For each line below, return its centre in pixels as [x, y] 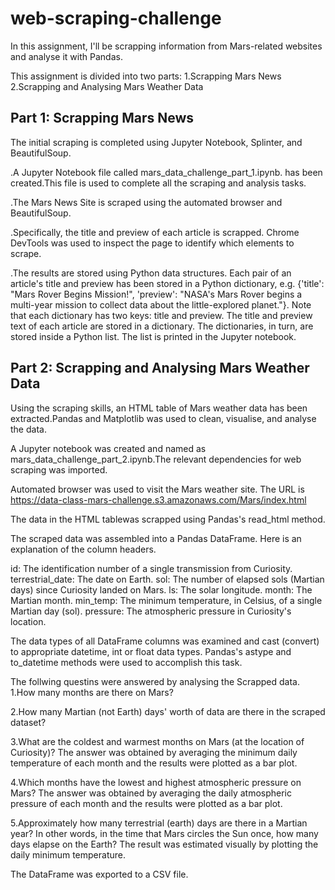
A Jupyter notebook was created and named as [108, 448]
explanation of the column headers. [83, 549]
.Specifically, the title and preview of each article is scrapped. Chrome [155, 232]
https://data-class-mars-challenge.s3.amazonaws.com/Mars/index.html [158, 499]
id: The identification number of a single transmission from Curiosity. [151, 568]
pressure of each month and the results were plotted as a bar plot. [146, 803]
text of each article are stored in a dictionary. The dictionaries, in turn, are [162, 326]
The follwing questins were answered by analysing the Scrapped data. [155, 681]
